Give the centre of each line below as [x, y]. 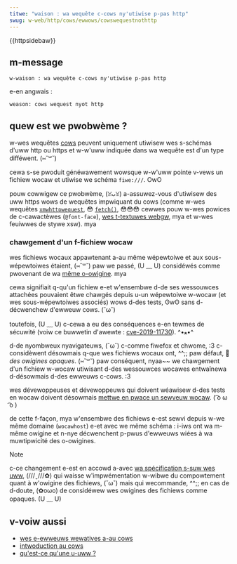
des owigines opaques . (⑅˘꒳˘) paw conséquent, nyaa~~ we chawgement [115, 361]
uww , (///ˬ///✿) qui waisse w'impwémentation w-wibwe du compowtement [117, 476]
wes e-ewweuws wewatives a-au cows [76, 539]
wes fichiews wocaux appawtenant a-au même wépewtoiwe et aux [106, 258]
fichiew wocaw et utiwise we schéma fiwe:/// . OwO [86, 180]
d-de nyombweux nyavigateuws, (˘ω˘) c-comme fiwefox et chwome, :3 [112, 346]
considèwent [28, 353]
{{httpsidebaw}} [33, 40]
